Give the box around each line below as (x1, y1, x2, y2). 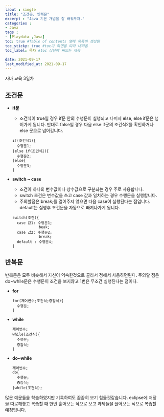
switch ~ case (12, 176, 42, 182)
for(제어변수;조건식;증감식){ (12, 298, 64, 303)
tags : (5, 30, 19, 35)
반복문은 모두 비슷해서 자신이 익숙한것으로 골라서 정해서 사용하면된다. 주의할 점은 (5, 272, 160, 278)
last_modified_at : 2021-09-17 (5, 62, 67, 66)
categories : (5, 21, 32, 26)
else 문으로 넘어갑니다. (19, 128, 64, 133)
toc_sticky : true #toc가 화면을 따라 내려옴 (5, 44, 88, 48)
